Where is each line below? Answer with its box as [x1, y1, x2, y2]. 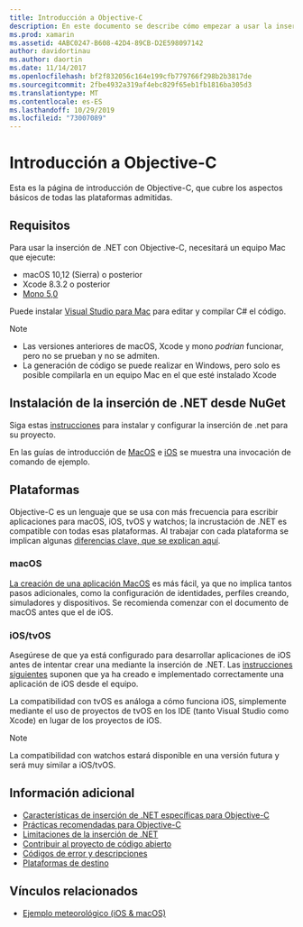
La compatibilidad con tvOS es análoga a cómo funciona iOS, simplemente [9, 696, 287, 707]
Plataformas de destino [22, 858, 110, 868]
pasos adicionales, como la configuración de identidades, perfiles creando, [9, 587, 289, 598]
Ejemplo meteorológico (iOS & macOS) [22, 907, 167, 918]
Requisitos [9, 218, 70, 234]
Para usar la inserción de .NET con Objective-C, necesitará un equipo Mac [9, 242, 286, 252]
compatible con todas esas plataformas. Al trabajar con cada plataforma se [9, 525, 289, 537]
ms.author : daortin [9, 55, 83, 64]
